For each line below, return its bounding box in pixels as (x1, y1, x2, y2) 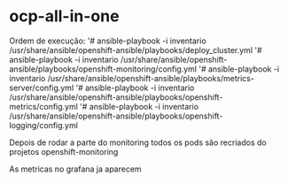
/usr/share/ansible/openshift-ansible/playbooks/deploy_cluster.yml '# (9, 44, 263, 55)
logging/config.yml (9, 119, 78, 130)
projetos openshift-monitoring (9, 146, 119, 156)
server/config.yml (9, 82, 74, 93)
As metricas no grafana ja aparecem (9, 164, 142, 174)
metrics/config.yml (9, 101, 78, 111)
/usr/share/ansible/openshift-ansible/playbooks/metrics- (47, 72, 255, 83)
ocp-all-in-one (9, 6, 120, 27)
